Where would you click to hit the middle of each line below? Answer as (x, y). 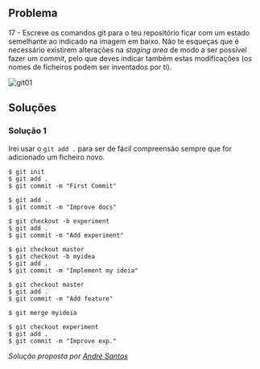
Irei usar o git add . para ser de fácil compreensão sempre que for (120, 148)
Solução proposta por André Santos (68, 356)
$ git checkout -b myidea (52, 256)
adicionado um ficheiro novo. (57, 157)
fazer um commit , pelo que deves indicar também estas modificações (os (130, 58)
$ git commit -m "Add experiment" (66, 235)
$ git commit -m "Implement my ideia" (73, 270)
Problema (33, 13)
